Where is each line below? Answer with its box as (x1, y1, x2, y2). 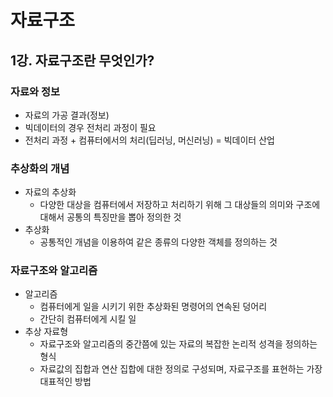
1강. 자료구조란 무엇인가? (10, 52, 155, 69)
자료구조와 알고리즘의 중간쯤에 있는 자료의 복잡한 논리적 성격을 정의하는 (39, 338, 318, 350)
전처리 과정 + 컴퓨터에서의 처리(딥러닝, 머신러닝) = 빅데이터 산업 (24, 134, 275, 146)
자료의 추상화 (24, 186, 77, 198)
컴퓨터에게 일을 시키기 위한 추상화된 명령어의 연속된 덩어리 (39, 301, 268, 313)
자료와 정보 (10, 84, 61, 98)
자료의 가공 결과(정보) (24, 109, 110, 121)
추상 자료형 (24, 326, 69, 338)
